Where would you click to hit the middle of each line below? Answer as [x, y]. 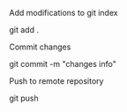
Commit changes [40, 47]
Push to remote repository [56, 81]
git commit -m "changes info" [63, 64]
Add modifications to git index [63, 13]
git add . [24, 30]
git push [24, 98]
